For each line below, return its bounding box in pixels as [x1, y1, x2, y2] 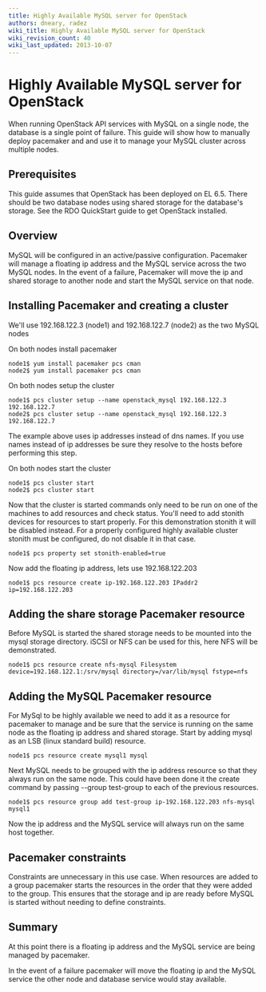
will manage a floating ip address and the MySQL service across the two [8, 259, 247, 268]
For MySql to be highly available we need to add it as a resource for [8, 711, 230, 720]
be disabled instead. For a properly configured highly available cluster [8, 525, 238, 535]
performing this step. [8, 448, 77, 458]
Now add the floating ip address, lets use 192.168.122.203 [8, 563, 197, 573]
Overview [8, 229, 58, 243]
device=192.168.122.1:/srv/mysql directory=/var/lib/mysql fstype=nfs [8, 668, 248, 676]
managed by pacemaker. [8, 950, 90, 959]
